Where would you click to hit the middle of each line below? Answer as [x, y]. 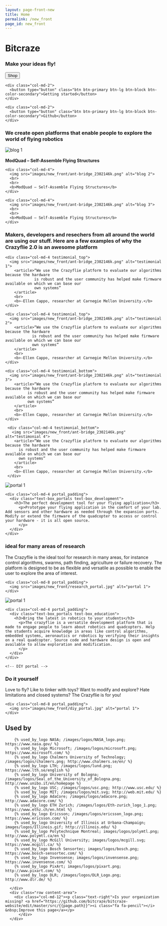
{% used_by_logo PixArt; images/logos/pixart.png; [68, 866]
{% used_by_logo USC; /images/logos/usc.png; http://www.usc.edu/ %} [88, 788]
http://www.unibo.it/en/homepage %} [43, 783]
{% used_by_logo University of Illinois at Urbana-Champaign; [80, 823]
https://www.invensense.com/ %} [39, 862]
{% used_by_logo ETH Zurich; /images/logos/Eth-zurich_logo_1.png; [85, 805]
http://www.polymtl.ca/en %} [35, 836]
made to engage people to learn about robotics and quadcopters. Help [80, 627]
